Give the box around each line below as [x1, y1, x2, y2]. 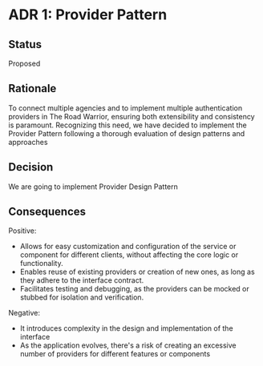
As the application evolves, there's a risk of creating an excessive [19, 340, 237, 350]
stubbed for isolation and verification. [19, 292, 144, 302]
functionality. [19, 259, 63, 268]
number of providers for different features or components [19, 349, 211, 359]
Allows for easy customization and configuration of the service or [19, 242, 237, 251]
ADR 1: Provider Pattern [8, 6, 168, 24]
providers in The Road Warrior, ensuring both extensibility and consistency [8, 111, 255, 121]
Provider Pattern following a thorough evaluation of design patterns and [8, 128, 245, 138]
